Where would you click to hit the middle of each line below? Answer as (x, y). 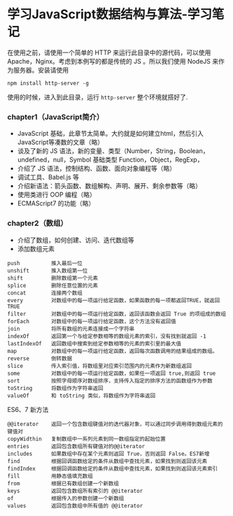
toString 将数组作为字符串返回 (55, 388)
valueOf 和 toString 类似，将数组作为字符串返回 (82, 396)
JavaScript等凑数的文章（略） (61, 142)
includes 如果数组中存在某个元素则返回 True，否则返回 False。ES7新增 (108, 454)
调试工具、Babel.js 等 (48, 177)
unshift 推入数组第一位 (48, 271)
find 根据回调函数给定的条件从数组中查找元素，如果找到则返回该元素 (107, 461)
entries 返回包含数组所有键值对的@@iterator (76, 446)
